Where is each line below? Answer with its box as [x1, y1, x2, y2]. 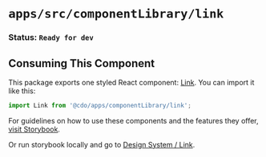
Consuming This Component [8, 57, 155, 70]
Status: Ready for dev [8, 32, 94, 43]
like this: [8, 86, 36, 96]
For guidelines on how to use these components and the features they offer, [8, 116, 259, 125]
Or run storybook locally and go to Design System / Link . [8, 139, 195, 149]
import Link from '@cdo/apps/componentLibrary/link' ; [8, 101, 192, 109]
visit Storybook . [8, 124, 60, 134]
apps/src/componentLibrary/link [8, 6, 224, 22]
